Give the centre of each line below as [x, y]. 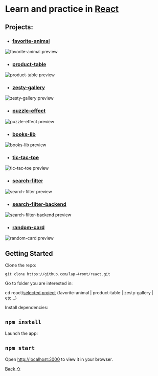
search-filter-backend [39, 204]
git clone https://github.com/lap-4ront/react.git [58, 274]
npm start [20, 348]
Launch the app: [22, 333]
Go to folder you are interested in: [39, 283]
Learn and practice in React [62, 9]
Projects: [19, 27]
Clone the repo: [21, 265]
